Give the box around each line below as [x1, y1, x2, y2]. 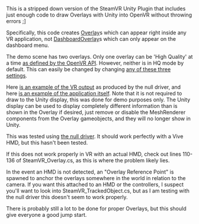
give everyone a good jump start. [6, 212, 87, 218]
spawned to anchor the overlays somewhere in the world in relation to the [6, 175, 186, 181]
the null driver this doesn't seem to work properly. [6, 194, 129, 200]
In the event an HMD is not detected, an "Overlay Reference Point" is [6, 168, 174, 175]
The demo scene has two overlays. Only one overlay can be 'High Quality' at [6, 53, 193, 60]
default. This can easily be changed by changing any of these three [6, 66, 171, 73]
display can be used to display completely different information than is [6, 103, 178, 109]
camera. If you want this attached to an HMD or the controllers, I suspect [6, 181, 184, 188]
